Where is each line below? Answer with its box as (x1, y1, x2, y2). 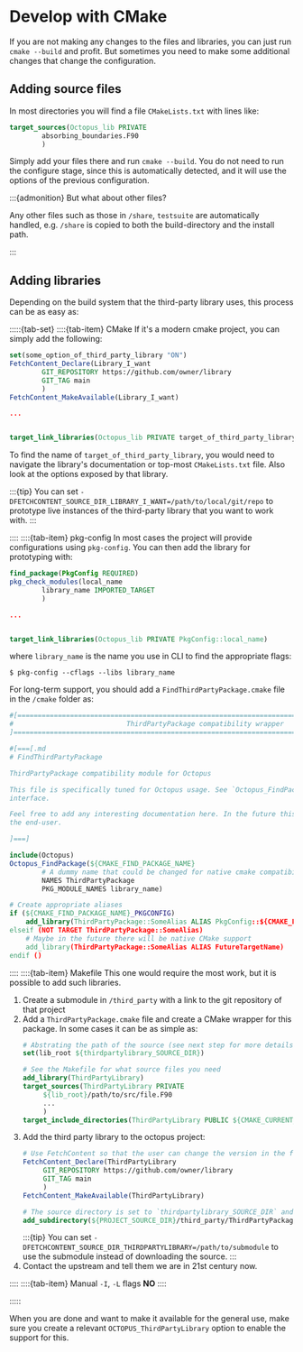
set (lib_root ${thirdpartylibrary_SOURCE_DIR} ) (22, 1049, 205, 1058)
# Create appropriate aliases (9, 900, 124, 910)
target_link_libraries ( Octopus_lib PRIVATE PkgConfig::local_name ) (9, 634, 269, 644)
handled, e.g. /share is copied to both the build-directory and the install (9, 219, 275, 231)
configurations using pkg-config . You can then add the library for (9, 542, 251, 553)
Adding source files (9, 81, 122, 97)
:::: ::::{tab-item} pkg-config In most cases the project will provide (9, 532, 252, 543)
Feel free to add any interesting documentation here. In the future (9, 810, 277, 819)
